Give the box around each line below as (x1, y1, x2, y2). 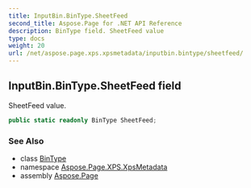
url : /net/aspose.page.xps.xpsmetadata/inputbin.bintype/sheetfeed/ (8, 49, 244, 57)
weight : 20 (8, 42, 45, 50)
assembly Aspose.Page (19, 170, 98, 180)
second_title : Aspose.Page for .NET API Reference (8, 19, 182, 27)
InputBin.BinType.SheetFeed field (8, 79, 182, 93)
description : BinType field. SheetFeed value (8, 27, 164, 35)
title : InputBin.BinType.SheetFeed (8, 11, 128, 20)
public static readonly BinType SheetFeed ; (8, 116, 157, 124)
